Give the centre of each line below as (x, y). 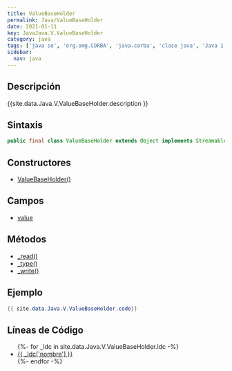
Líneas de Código (46, 330)
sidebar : (20, 53)
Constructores (39, 162)
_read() (27, 256)
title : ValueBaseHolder (41, 13)
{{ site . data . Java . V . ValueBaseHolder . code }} (72, 309)
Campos (26, 201)
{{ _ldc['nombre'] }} (45, 354)
